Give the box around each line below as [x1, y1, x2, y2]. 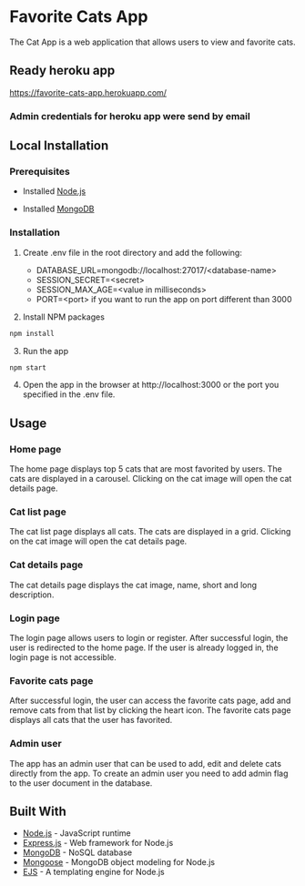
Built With [9, 803, 66, 819]
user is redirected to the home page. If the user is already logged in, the [9, 642, 280, 653]
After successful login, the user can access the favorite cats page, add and [9, 695, 291, 707]
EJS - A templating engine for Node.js [22, 867, 166, 878]
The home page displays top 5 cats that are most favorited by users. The [9, 463, 282, 474]
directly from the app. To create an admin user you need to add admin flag [9, 768, 289, 779]
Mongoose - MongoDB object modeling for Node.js [22, 857, 216, 868]
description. [9, 589, 55, 600]
